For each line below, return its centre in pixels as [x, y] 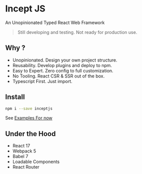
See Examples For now [29, 118]
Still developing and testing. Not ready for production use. [77, 32]
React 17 [21, 146]
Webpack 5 [24, 151]
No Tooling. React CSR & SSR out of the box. [58, 76]
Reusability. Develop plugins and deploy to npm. [62, 65]
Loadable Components [36, 162]
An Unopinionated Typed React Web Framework [55, 22]
